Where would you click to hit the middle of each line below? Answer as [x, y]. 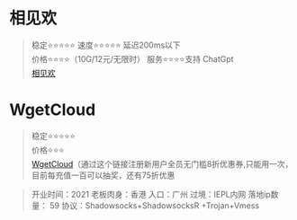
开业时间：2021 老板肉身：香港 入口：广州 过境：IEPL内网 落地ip [151, 194]
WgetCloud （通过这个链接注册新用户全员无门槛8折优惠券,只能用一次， [162, 163]
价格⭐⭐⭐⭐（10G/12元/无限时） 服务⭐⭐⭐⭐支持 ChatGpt [132, 58]
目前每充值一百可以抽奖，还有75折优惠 [103, 175]
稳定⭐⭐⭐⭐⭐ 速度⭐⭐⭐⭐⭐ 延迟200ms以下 [106, 45]
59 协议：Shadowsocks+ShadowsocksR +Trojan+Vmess [154, 205]
